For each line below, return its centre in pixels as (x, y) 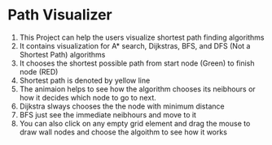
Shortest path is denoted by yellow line (85, 80)
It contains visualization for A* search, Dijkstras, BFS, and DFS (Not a (135, 45)
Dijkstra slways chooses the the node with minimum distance (122, 106)
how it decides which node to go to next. (88, 97)
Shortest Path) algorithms (62, 54)
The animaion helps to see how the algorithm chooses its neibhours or (137, 89)
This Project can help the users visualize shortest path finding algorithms (142, 37)
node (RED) (39, 71)
